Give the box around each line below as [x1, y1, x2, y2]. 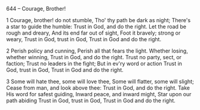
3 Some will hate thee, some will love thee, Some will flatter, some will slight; [6, 78, 194, 85]
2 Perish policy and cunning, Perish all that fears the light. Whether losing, [6, 47, 188, 54]
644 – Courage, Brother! [6, 5, 66, 12]
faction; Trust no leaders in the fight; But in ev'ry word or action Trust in [6, 60, 182, 67]
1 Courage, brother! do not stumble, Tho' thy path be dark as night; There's [6, 17, 191, 23]
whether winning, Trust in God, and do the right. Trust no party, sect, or [6, 54, 182, 60]
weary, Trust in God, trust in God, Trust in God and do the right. [6, 36, 162, 42]
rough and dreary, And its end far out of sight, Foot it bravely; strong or [6, 29, 181, 36]
